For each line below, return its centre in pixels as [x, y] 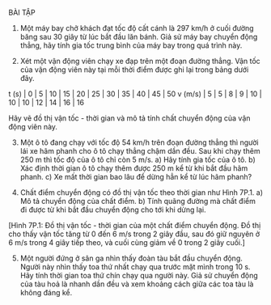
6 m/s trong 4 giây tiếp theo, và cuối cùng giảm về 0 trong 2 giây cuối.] [127, 242]
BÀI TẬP [22, 13]
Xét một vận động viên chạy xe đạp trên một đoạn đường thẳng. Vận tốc [140, 61]
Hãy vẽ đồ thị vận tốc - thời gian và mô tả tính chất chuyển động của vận [129, 118]
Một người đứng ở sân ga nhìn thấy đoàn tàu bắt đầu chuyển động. [131, 258]
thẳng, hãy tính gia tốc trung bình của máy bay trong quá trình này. [131, 45]
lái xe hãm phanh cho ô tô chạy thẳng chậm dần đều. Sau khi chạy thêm [140, 151]
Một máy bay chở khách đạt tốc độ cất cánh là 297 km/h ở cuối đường [137, 28]
